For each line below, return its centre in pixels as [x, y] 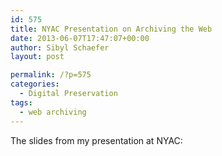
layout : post [37, 57]
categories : [35, 84]
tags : [21, 102]
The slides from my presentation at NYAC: [96, 140]
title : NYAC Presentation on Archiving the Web [111, 29]
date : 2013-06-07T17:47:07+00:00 [80, 38]
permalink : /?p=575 [51, 75]
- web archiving [53, 112]
